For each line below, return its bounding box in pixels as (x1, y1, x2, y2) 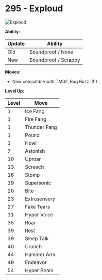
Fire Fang (25, 116, 47, 122)
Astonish (25, 147, 45, 154)
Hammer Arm (25, 251, 56, 257)
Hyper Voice (25, 211, 53, 218)
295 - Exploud (5, 3, 63, 14)
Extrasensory (25, 195, 55, 202)
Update (7, 40, 25, 47)
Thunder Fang (25, 123, 57, 130)
